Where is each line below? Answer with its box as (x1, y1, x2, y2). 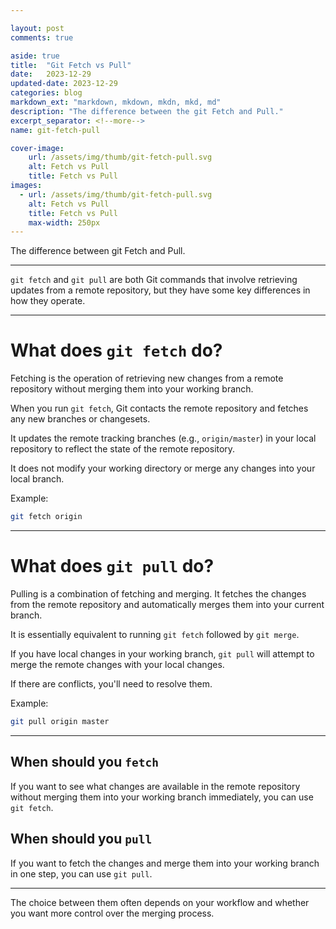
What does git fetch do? (10, 339, 223, 362)
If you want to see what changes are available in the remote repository (10, 780, 301, 792)
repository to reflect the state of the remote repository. (10, 443, 236, 455)
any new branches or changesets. (10, 413, 151, 425)
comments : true (10, 32, 74, 43)
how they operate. (10, 295, 86, 307)
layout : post (10, 23, 65, 33)
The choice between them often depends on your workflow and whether (10, 896, 310, 908)
